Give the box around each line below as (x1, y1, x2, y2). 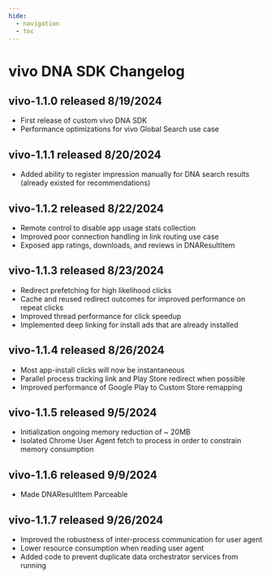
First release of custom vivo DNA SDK (19, 115, 148, 126)
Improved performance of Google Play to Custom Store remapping (19, 382, 243, 392)
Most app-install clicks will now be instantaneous (19, 364, 185, 374)
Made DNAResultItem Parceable (19, 490, 128, 499)
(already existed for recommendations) (19, 178, 151, 188)
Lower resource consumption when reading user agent (19, 543, 204, 553)
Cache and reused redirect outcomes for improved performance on (19, 294, 246, 304)
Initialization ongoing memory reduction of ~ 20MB (19, 427, 191, 437)
